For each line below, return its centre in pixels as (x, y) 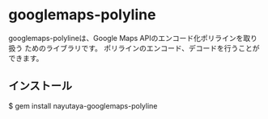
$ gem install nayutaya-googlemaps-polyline (83, 105)
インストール (40, 86)
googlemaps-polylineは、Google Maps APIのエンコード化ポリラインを (126, 38)
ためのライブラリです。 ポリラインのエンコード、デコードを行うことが (142, 48)
